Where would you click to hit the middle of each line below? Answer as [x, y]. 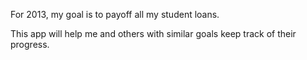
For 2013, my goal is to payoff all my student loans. [115, 14]
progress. [30, 44]
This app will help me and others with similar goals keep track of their [153, 33]
